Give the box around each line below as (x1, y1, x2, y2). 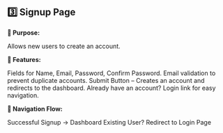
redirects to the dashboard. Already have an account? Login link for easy (7, 84, 216, 92)
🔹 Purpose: (7, 28, 40, 37)
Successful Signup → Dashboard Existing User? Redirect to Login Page (7, 118, 211, 126)
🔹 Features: (7, 55, 41, 63)
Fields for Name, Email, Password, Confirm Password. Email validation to (7, 69, 216, 77)
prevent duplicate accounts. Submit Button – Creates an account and (7, 76, 205, 84)
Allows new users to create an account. (7, 42, 121, 50)
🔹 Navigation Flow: (7, 104, 63, 113)
